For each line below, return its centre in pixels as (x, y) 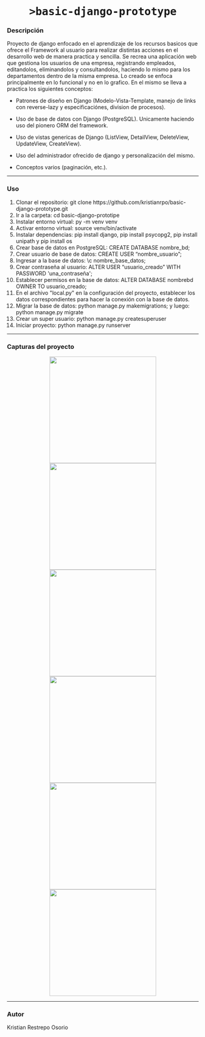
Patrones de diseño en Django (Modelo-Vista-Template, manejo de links (106, 101)
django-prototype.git (42, 208)
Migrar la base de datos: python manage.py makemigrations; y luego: (103, 306)
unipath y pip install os (44, 241)
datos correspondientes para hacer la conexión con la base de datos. (103, 299)
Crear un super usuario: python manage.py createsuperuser (91, 318)
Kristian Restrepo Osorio (38, 1027)
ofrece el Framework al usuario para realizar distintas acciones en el (92, 50)
